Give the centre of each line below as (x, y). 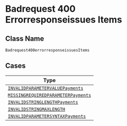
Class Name (25, 39)
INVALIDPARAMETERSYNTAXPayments (47, 116)
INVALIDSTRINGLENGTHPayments (43, 102)
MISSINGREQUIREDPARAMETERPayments (50, 95)
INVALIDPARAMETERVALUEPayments (46, 88)
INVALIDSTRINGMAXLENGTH (37, 109)
